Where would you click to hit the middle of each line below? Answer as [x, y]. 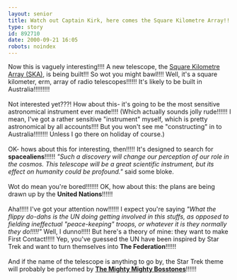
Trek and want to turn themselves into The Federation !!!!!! [92, 246]
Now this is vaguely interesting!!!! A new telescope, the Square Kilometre [114, 67]
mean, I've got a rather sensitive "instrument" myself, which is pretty [108, 119]
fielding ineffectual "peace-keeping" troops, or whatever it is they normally [117, 224]
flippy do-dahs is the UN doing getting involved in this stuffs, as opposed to [118, 217]
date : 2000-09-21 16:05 [43, 40]
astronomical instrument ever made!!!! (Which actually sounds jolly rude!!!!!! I [120, 111]
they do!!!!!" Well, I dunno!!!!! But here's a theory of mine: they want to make [118, 231]
